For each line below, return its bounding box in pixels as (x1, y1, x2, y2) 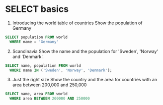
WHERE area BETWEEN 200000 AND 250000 (9, 96, 90, 101)
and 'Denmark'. (12, 53, 44, 59)
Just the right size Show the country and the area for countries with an (12, 77, 158, 83)
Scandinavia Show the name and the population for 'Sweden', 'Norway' (12, 48, 159, 54)
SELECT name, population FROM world (5, 63, 81, 68)
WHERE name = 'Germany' (9, 39, 59, 44)
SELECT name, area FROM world (5, 92, 68, 97)
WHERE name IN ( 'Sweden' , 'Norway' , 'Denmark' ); (9, 68, 112, 73)
